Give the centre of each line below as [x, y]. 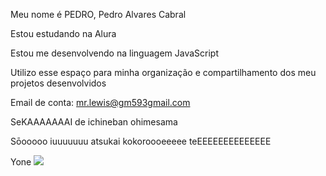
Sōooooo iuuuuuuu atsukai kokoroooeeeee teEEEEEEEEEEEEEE [141, 141]
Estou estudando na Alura [63, 33]
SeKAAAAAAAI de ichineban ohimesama [94, 122]
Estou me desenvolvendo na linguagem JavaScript [114, 53]
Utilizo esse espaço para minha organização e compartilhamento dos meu [163, 72]
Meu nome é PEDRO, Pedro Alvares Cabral [98, 14]
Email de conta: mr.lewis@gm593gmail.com [100, 102]
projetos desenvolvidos [58, 83]
